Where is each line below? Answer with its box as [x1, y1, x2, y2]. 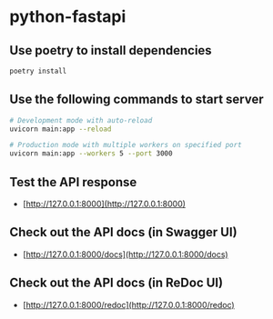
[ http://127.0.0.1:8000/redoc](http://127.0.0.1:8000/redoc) [22, 299, 235, 310]
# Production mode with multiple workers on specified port [9, 141, 243, 150]
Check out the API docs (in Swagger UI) [9, 224, 238, 240]
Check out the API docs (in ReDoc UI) [9, 275, 224, 291]
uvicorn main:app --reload [9, 125, 112, 134]
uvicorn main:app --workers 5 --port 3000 [9, 149, 173, 158]
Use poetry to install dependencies [9, 43, 212, 58]
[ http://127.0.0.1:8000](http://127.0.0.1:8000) [22, 198, 187, 209]
